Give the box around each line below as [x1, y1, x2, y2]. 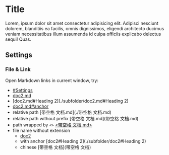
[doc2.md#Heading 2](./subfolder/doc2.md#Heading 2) [12, 98, 129, 104]
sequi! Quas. [5, 36, 32, 42]
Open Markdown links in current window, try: [5, 77, 99, 84]
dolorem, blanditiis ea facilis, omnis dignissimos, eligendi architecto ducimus [5, 25, 164, 31]
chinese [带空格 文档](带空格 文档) [20, 144, 91, 150]
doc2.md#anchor [12, 103, 49, 109]
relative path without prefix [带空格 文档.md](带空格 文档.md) [12, 115, 139, 121]
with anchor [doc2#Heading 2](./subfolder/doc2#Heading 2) [20, 138, 146, 144]
